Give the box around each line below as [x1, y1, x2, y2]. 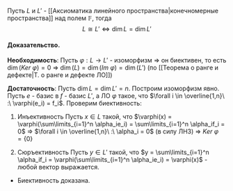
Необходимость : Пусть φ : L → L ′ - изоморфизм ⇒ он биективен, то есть [7, 56, 227, 65]
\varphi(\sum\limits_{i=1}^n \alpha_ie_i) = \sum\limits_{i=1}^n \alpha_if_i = [17, 120, 225, 128]
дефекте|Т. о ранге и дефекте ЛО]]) [7, 71, 113, 79]
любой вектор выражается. [17, 163, 99, 172]
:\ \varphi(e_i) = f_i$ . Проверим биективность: [7, 99, 143, 108]
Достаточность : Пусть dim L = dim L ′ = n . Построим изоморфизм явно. [7, 84, 220, 93]
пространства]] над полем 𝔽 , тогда [7, 14, 113, 22]
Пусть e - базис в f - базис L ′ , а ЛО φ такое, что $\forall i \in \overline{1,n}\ [7, 92, 225, 100]
